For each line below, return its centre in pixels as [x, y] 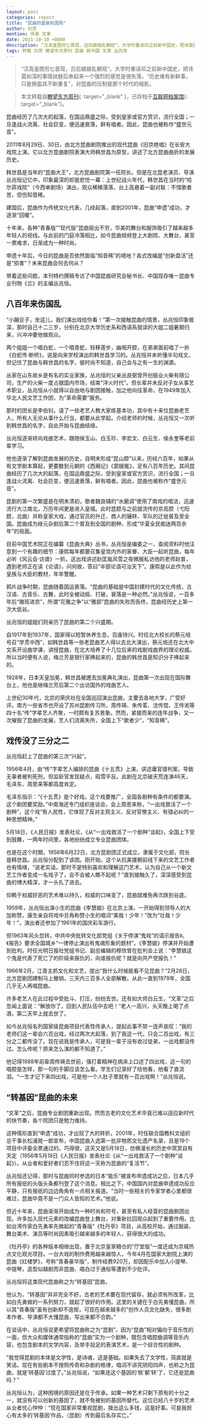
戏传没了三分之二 [38, 741]
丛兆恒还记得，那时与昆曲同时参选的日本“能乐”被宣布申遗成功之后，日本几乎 [100, 1176]
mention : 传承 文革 [29, 34]
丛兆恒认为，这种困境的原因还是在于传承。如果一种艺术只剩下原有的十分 [95, 1393]
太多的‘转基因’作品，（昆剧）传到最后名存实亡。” [74, 1415]
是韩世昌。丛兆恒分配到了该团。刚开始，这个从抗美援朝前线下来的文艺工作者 [100, 860]
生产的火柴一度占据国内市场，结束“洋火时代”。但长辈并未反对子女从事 [103, 382]
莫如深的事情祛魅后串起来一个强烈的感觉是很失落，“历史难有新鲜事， [106, 76]
